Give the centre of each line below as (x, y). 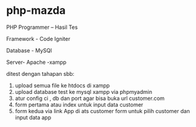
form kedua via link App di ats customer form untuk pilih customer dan (102, 111)
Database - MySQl (29, 50)
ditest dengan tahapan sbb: (40, 73)
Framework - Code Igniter (38, 39)
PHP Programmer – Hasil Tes (42, 27)
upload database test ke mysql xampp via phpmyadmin (84, 91)
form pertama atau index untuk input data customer (79, 104)
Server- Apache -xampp (36, 62)
